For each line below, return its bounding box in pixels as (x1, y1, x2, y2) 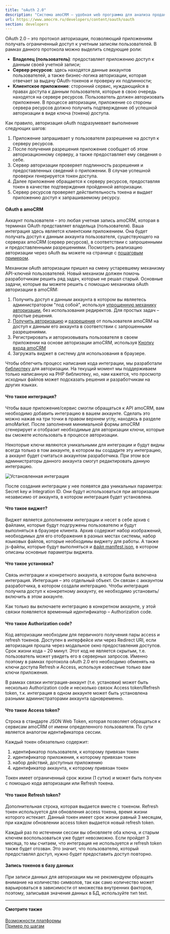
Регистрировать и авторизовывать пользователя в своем (12, 334, 138, 340)
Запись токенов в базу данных (5, 862, 74, 868)
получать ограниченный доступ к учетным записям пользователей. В (5, 41, 157, 47)
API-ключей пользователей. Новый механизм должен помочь (5, 270, 140, 277)
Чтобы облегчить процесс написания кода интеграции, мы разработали (5, 360, 162, 366)
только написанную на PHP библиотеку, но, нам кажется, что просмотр (5, 371, 161, 377)
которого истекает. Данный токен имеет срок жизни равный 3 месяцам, (5, 814, 163, 820)
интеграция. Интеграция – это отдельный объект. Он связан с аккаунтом (5, 577, 163, 584)
